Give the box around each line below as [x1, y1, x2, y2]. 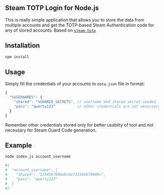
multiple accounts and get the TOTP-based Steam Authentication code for [5, 22, 154, 28]
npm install [5, 54, 29, 59]
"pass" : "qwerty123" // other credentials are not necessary [14, 104, 161, 109]
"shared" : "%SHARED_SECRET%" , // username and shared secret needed [14, 100, 156, 105]
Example [5, 141, 32, 150]
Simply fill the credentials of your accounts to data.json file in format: [5, 81, 145, 87]
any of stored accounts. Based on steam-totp [5, 27, 96, 33]
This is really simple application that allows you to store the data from [5, 17, 144, 22]
